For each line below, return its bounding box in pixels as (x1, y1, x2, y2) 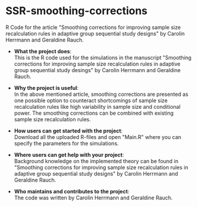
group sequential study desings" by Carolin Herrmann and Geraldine (14, 66, 181, 73)
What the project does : (14, 47, 72, 54)
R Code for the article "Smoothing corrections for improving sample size (5, 24, 181, 31)
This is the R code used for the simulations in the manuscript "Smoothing (14, 54, 192, 61)
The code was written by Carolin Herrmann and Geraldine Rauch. (14, 194, 173, 201)
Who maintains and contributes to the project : (14, 187, 130, 195)
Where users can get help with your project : (14, 151, 124, 158)
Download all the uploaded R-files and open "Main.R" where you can (14, 133, 182, 140)
